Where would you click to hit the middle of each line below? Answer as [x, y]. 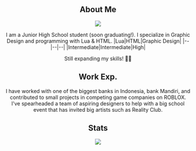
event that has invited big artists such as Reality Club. [98, 109]
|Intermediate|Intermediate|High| [106, 47]
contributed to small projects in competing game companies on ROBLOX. [98, 97]
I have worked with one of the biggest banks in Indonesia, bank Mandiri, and [98, 91]
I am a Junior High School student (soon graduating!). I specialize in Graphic [98, 35]
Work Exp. [98, 77]
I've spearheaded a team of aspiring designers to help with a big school [98, 103]
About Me [98, 10]
